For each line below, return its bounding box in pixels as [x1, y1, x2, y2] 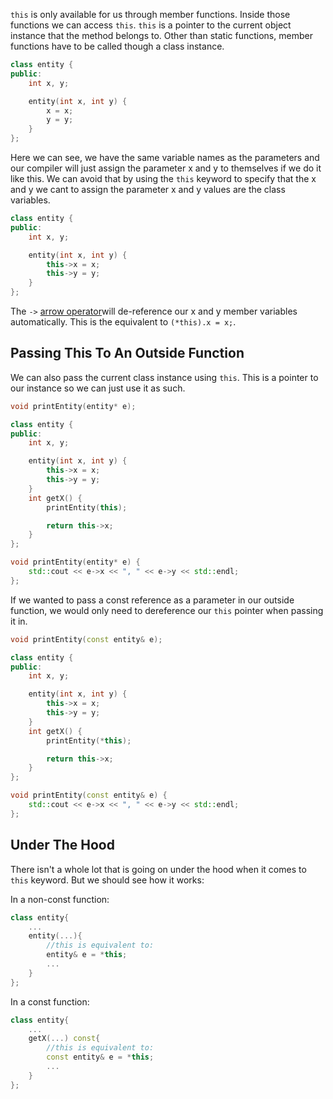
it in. [10, 615, 28, 627]
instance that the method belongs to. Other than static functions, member [10, 30, 313, 41]
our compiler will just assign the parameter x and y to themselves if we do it [10, 162, 322, 174]
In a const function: [10, 995, 90, 1008]
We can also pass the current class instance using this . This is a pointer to [10, 371, 319, 383]
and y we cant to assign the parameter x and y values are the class [10, 184, 286, 195]
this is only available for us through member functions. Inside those [10, 9, 291, 20]
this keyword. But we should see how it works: [10, 874, 205, 886]
